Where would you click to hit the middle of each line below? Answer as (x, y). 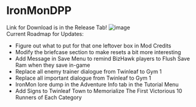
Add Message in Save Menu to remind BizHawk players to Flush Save (103, 58)
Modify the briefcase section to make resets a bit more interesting (98, 52)
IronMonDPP (39, 11)
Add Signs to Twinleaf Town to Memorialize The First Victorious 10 (99, 91)
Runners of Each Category (49, 97)
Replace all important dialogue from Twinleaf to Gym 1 (83, 78)
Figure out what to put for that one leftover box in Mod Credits (93, 46)
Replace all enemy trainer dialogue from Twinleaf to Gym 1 (88, 71)
